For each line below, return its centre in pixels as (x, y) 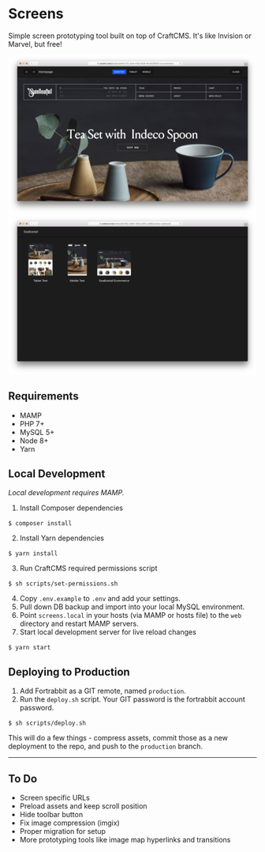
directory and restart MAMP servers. (79, 624)
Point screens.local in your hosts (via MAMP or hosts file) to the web (131, 615)
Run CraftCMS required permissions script (88, 568)
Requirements (43, 396)
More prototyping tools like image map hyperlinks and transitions (125, 840)
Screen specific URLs (55, 797)
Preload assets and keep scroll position (83, 806)
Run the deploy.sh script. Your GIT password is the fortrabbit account (132, 699)
